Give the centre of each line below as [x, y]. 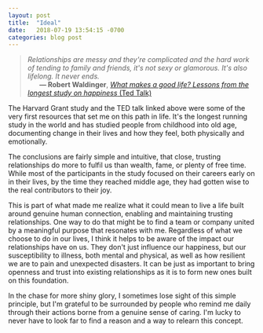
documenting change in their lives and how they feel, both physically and [126, 134]
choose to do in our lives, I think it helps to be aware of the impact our [121, 239]
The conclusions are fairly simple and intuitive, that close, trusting [115, 157]
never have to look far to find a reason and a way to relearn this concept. [126, 321]
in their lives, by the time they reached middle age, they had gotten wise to [129, 182]
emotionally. [28, 141]
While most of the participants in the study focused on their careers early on [131, 174]
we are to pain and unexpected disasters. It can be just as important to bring [131, 264]
